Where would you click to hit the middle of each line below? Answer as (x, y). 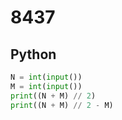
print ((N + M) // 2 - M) (62, 105)
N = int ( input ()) (46, 77)
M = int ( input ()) (46, 86)
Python (33, 54)
